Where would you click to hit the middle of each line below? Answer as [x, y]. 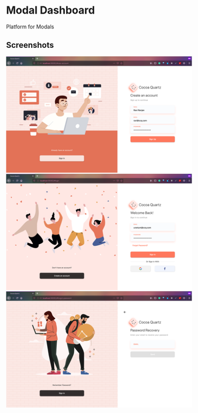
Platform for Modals [30, 27]
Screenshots [30, 45]
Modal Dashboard [51, 10]
